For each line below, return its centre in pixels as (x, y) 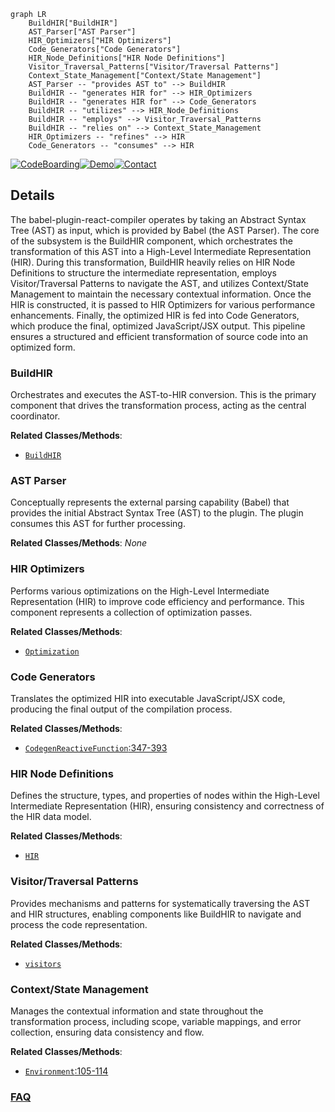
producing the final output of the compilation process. (121, 709)
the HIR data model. (51, 817)
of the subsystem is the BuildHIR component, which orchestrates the (151, 241)
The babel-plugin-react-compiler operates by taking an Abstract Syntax (158, 219)
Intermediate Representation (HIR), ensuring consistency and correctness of (167, 806)
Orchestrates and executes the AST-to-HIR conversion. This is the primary (163, 395)
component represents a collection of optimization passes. (131, 612)
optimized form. (43, 347)
